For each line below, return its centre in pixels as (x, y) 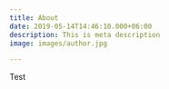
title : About (34, 18)
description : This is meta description (85, 35)
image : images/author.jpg (58, 43)
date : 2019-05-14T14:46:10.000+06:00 (81, 26)
